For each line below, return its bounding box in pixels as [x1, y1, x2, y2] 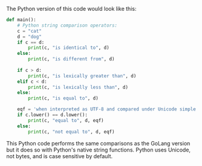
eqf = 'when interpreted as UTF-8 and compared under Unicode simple [17, 106, 197, 112]
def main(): [6, 17, 36, 23]
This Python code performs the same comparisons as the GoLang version [6, 139, 191, 147]
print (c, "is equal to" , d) [28, 95, 99, 101]
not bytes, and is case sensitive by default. [6, 152, 113, 159]
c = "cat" [17, 28, 42, 34]
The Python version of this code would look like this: [6, 5, 137, 12]
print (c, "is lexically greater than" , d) [28, 72, 137, 79]
